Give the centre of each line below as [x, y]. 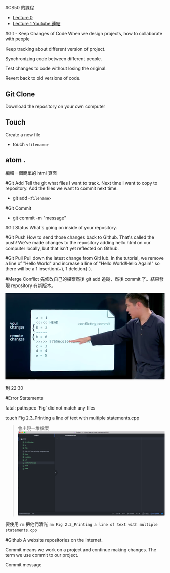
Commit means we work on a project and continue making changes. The [81, 549]
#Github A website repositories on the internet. [54, 540]
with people [17, 39]
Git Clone [20, 94]
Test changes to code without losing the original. [56, 68]
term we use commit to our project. [42, 555]
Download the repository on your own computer [55, 106]
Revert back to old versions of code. [43, 78]
